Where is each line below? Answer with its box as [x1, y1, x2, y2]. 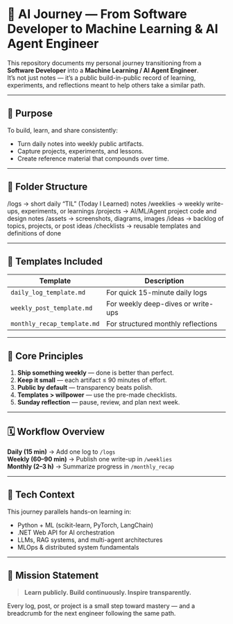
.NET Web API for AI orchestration [17, 528, 115, 536]
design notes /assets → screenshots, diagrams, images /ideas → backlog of [7, 214, 224, 222]
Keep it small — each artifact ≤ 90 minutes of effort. [17, 376, 167, 384]
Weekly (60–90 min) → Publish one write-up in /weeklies [7, 455, 172, 463]
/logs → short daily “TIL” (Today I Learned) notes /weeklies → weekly [7, 199, 205, 208]
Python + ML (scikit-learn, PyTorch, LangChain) [17, 520, 154, 529]
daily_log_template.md [10, 288, 85, 297]
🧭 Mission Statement [7, 570, 99, 582]
